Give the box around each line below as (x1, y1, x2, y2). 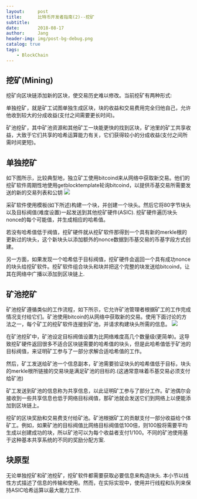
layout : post (6, 8, 49, 15)
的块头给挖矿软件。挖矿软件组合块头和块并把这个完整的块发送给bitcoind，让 (6, 263, 191, 270)
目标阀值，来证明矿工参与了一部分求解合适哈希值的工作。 (6, 348, 145, 355)
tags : (6, 47, 19, 53)
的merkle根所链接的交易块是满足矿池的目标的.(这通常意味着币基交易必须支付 (6, 368, 191, 375)
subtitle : (6, 19, 30, 25)
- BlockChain (16, 52, 49, 58)
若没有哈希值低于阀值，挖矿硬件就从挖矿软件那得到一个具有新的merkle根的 (6, 229, 188, 236)
